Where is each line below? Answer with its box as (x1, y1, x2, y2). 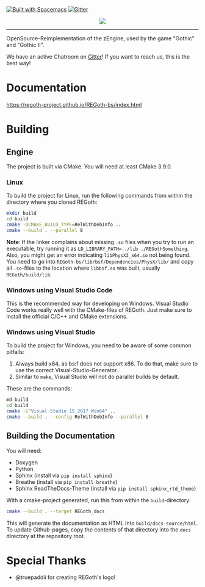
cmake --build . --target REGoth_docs (6, 508, 105, 514)
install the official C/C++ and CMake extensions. (6, 313, 128, 320)
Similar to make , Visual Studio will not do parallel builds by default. (15, 373, 180, 381)
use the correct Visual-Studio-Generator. (15, 367, 118, 374)
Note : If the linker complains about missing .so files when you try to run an (6, 238, 194, 245)
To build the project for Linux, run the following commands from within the (6, 192, 193, 200)
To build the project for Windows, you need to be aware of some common (6, 342, 192, 349)
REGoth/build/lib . (6, 270, 52, 278)
